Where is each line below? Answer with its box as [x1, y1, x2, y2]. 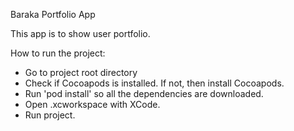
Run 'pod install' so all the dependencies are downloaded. [24, 88, 264, 99]
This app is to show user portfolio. [10, 28, 151, 39]
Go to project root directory [24, 67, 138, 78]
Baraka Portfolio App [10, 9, 96, 20]
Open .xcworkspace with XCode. [24, 99, 161, 110]
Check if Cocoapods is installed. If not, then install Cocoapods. [24, 77, 285, 89]
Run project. [24, 109, 76, 121]
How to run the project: [10, 47, 106, 59]
